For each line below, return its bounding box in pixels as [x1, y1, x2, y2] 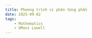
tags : [5, 16, 16, 21]
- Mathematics [14, 21, 43, 26]
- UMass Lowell [14, 26, 46, 31]
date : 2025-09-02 [5, 12, 41, 17]
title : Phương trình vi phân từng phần [5, 7, 88, 12]
